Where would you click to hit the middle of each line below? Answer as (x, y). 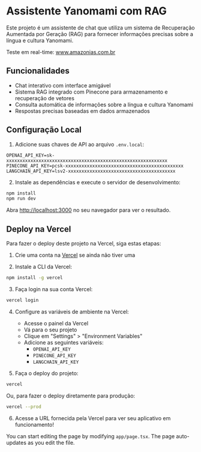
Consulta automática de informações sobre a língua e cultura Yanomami (104, 104)
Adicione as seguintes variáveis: (64, 342)
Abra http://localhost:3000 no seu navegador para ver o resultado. (88, 210)
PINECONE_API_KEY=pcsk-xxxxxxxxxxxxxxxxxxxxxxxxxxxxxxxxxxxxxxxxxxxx (95, 166)
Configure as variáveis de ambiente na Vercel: (72, 312)
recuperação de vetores (45, 98)
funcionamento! (34, 424)
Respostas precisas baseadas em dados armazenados (82, 111)
